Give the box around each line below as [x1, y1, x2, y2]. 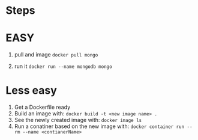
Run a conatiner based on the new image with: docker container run [14, 123, 185, 130]
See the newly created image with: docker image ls [14, 117, 142, 124]
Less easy [5, 84, 58, 97]
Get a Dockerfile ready [14, 103, 71, 111]
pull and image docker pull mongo [14, 51, 98, 58]
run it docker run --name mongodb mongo [14, 62, 112, 70]
